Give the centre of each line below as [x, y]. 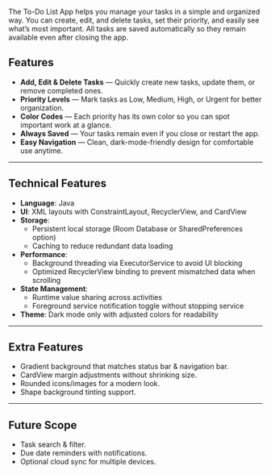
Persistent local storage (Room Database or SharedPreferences [138, 228]
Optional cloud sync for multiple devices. [88, 462]
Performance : [44, 254]
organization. [42, 107]
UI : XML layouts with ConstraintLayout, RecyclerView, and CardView [133, 211]
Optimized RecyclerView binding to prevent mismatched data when [144, 271]
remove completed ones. [61, 90]
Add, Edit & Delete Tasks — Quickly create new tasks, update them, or [138, 82]
